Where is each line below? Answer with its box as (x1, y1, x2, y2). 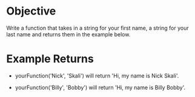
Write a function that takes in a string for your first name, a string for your (6, 24, 189, 32)
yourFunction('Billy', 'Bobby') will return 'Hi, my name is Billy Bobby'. (15, 84, 186, 91)
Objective (6, 4, 56, 18)
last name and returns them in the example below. (6, 30, 131, 38)
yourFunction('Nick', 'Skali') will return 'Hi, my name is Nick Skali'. (15, 72, 179, 79)
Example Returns (6, 52, 94, 66)
